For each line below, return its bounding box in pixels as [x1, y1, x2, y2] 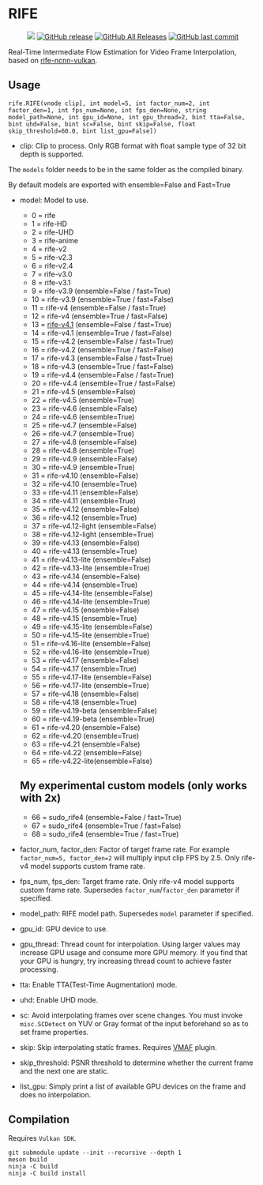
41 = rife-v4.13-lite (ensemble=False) [31, 555, 152, 564]
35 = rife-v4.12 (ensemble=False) [31, 504, 140, 513]
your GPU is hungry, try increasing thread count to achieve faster [19, 956, 232, 965]
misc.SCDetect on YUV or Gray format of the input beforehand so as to [19, 1018, 249, 1028]
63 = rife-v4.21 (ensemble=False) [31, 739, 141, 749]
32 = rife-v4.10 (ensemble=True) [31, 479, 137, 488]
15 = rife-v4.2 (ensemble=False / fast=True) [31, 337, 174, 346]
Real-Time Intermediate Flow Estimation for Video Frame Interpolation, [8, 47, 237, 56]
